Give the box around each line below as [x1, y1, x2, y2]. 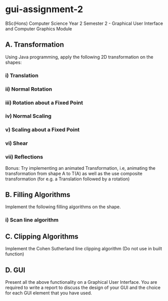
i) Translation [5, 72, 39, 79]
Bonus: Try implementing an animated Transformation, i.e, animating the [5, 165, 156, 171]
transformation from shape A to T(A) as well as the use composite [5, 170, 143, 176]
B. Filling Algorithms [5, 190, 71, 199]
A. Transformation [5, 41, 64, 49]
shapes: [5, 59, 22, 65]
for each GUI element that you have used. [5, 290, 92, 296]
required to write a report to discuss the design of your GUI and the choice [5, 284, 161, 290]
